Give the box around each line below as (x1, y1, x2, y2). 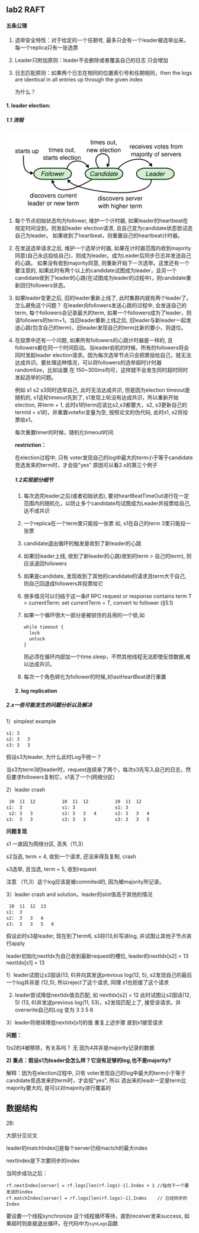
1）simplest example (6, 717, 56, 724)
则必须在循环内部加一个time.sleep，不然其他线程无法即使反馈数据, (23, 653, 185, 660)
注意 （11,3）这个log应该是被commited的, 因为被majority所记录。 (6, 878, 165, 885)
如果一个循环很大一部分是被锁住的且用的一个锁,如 (23, 611, 145, 619)
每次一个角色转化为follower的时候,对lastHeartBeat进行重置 (23, 673, 167, 680)
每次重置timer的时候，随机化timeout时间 (14, 429, 114, 436)
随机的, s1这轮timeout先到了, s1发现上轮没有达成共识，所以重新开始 (14, 394, 179, 401)
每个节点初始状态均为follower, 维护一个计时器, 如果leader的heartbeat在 (14, 217, 188, 225)
